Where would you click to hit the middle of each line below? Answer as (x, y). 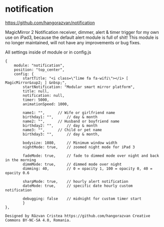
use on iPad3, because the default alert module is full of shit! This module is (82, 37)
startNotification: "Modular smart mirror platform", (79, 87)
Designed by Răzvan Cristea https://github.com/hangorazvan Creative (78, 216)
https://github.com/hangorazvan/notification (50, 23)
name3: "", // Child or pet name (62, 130)
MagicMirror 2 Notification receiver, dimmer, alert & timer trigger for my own (82, 32)
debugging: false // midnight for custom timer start (82, 199)
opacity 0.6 (17, 173)
